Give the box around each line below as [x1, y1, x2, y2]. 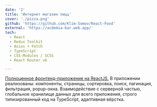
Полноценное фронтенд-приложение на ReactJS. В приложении [5, 75, 140, 81]
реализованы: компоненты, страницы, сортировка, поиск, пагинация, [5, 81, 153, 87]
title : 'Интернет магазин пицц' [5, 12, 71, 17]
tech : [5, 30, 16, 35]
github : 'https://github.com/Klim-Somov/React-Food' [5, 21, 116, 26]
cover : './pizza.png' [5, 16, 50, 21]
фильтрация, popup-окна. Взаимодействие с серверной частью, [5, 86, 141, 92]
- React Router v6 [9, 58, 48, 63]
